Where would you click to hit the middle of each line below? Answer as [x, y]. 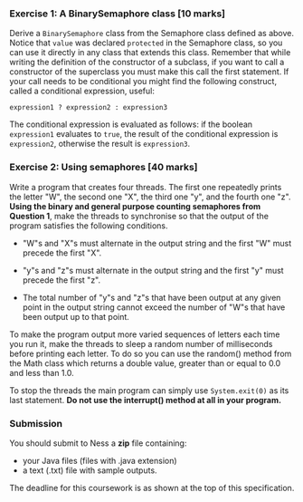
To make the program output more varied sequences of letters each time [145, 334]
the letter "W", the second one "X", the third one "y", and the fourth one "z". [150, 197]
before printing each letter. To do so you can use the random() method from [151, 353]
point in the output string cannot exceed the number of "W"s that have [154, 307]
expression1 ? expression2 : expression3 [89, 108]
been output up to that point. [76, 316]
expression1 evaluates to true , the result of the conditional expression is [144, 134]
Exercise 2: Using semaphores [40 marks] [104, 168]
